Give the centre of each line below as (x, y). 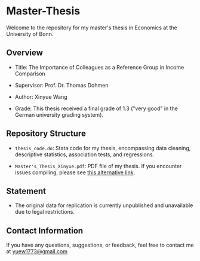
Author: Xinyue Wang (41, 96)
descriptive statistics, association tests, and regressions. (84, 154)
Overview (25, 53)
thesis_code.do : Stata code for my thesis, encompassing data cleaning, (103, 148)
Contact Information (45, 231)
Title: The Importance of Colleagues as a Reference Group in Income (99, 67)
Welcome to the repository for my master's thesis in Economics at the (92, 28)
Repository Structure (46, 134)
